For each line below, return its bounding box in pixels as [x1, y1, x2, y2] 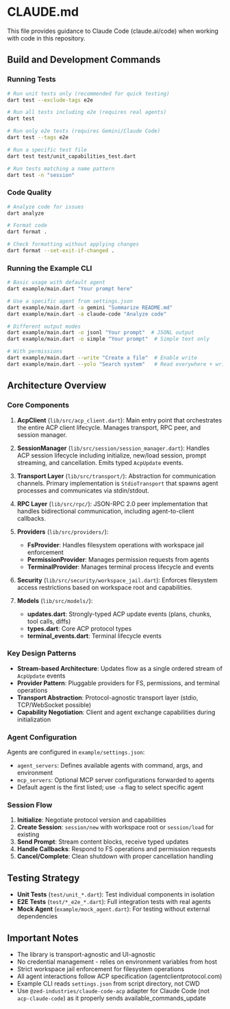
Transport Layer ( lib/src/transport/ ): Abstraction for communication [16, 471, 216, 480]
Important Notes [7, 932, 79, 944]
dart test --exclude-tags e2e [7, 97, 94, 104]
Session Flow [7, 800, 53, 810]
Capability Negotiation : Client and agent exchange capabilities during [16, 708, 216, 716]
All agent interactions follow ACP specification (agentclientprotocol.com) [16, 972, 222, 981]
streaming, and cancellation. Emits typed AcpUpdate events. [16, 458, 183, 466]
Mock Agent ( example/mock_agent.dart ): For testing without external [16, 905, 210, 913]
